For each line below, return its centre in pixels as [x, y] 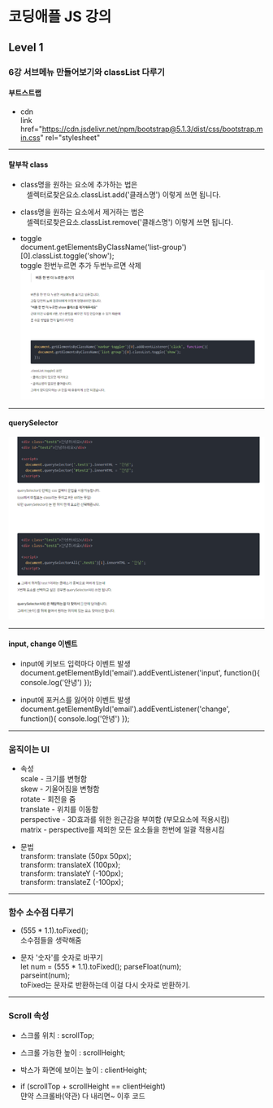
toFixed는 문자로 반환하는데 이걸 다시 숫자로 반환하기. [105, 985]
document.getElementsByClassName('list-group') [103, 247]
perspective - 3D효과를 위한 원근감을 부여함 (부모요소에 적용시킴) [125, 820]
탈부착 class [28, 165]
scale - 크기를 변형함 [54, 779]
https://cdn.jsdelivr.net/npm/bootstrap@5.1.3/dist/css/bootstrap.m [152, 129]
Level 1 [26, 47]
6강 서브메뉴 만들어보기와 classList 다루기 [87, 72]
